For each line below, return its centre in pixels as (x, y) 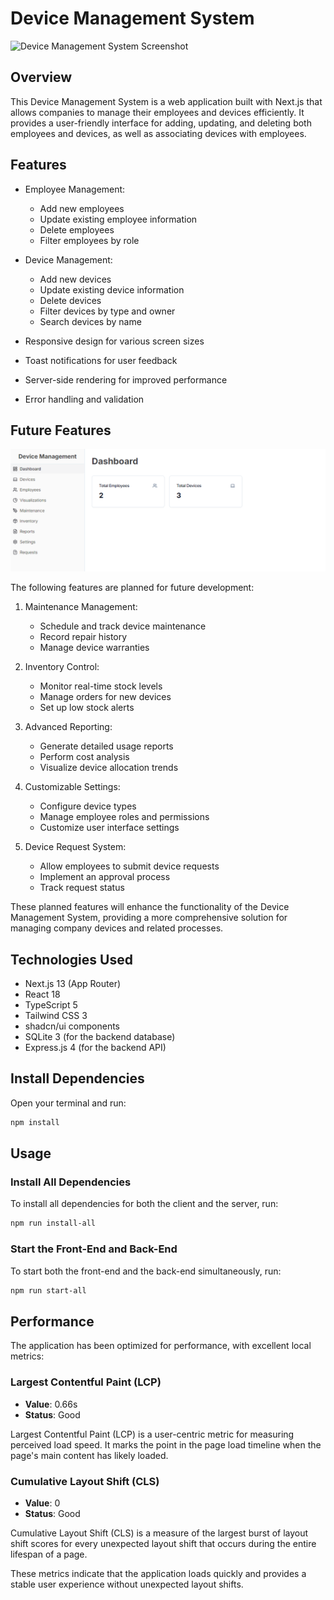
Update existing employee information (118, 219)
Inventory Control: (62, 667)
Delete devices (70, 300)
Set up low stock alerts (87, 708)
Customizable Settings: (72, 787)
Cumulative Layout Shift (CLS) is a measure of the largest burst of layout (159, 1533)
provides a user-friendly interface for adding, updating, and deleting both (161, 123)
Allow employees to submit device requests (129, 866)
